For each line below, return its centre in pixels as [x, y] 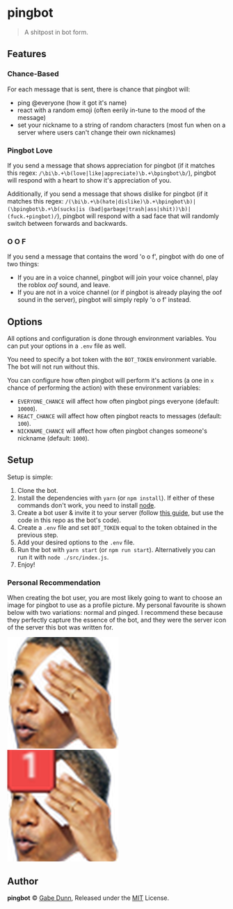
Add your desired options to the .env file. [76, 542]
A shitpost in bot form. [56, 32]
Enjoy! [26, 564]
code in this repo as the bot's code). [69, 520]
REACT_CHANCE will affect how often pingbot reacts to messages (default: [120, 416]
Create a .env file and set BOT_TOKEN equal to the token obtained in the [117, 527]
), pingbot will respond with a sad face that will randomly [138, 216]
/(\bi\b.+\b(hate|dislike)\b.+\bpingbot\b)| [130, 201]
